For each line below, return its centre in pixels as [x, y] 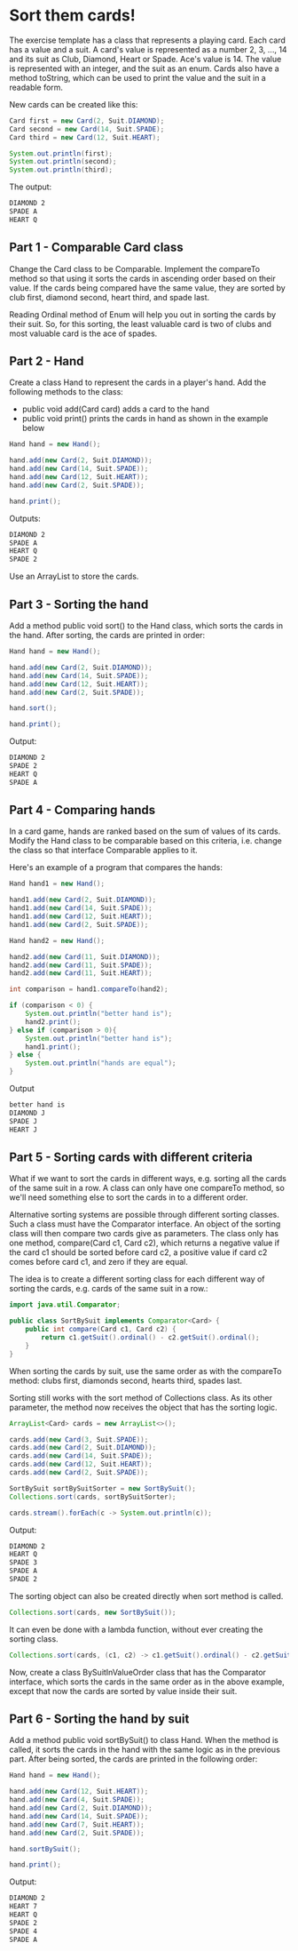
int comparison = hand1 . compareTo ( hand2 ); [89, 989]
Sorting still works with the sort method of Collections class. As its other [141, 1397]
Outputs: [25, 518]
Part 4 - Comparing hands [82, 810]
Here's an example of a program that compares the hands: [116, 868]
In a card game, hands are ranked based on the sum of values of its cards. [145, 831]
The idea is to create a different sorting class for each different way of [137, 1279]
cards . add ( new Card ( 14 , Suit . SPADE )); [81, 1456]
